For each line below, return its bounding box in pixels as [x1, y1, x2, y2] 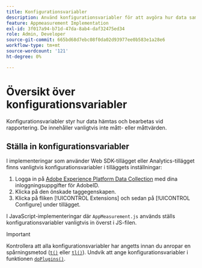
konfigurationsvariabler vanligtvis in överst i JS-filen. [6, 219, 137, 226]
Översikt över [6, 85, 76, 98]
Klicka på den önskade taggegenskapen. [14, 188, 117, 196]
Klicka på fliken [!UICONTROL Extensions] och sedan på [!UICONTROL [14, 195, 191, 202]
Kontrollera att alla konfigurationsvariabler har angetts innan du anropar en [6, 242, 191, 250]
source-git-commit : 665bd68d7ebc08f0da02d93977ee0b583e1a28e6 [6, 37, 165, 43]
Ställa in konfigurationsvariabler [6, 141, 129, 151]
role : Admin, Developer [6, 31, 66, 37]
